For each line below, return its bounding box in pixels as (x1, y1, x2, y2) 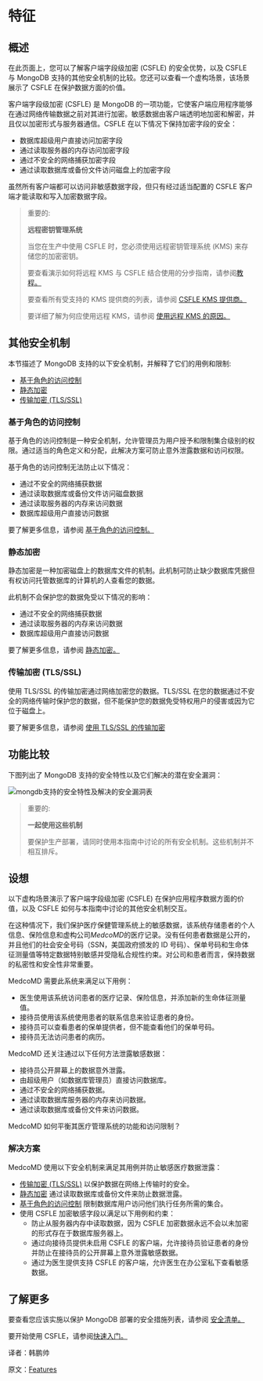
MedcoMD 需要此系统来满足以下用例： (8, 976, 133, 986)
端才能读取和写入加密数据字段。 (8, 191, 111, 201)
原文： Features (8, 1365, 57, 1374)
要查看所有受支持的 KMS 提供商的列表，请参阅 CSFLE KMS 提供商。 (27, 295, 247, 304)
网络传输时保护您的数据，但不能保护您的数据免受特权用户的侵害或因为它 (21, 696, 255, 705)
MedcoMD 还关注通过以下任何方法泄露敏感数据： (8, 1049, 168, 1059)
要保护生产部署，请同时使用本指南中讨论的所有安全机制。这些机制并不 (27, 836, 254, 846)
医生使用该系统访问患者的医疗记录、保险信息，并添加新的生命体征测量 (19, 993, 247, 1003)
